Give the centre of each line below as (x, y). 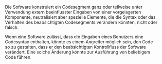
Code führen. (18, 57)
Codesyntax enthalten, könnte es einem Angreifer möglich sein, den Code (79, 42)
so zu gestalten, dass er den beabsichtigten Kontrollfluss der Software (76, 47)
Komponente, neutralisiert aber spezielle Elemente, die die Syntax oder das (80, 17)
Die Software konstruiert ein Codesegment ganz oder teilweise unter (74, 7)
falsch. (12, 27)
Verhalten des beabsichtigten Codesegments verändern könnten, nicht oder (81, 22)
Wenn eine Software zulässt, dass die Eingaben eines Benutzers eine (74, 37)
